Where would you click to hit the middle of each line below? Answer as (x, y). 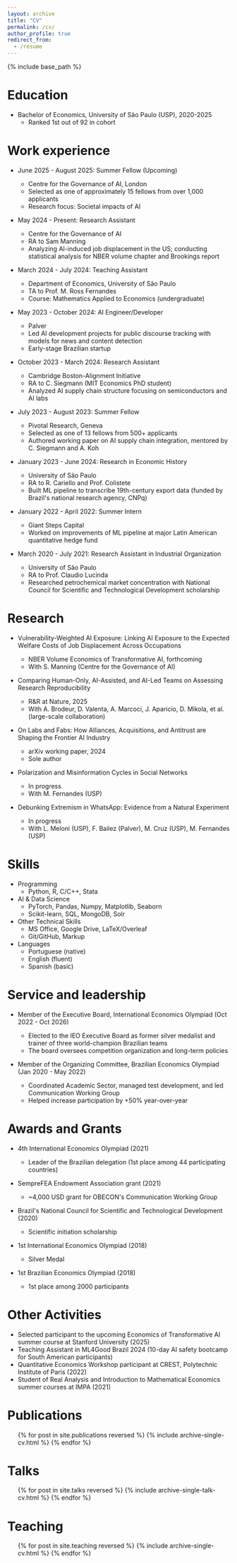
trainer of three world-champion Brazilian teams (98, 1043)
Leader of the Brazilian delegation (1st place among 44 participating (127, 1162)
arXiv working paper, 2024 (67, 751)
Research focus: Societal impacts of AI (84, 206)
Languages (34, 944)
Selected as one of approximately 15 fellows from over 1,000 (116, 191)
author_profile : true (39, 34)
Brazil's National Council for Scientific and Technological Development (120, 1210)
